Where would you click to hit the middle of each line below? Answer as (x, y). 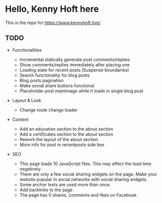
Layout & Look (27, 100)
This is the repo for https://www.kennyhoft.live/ (53, 23)
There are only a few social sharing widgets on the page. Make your (88, 174)
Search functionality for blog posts (54, 75)
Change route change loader (49, 110)
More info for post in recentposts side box (62, 145)
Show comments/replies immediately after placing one (75, 64)
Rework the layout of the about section (59, 139)
